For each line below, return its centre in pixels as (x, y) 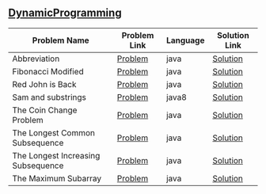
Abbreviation (36, 59)
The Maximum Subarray (57, 178)
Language (185, 40)
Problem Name (61, 40)
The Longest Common (53, 132)
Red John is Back (44, 84)
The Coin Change (45, 110)
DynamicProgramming (65, 13)
